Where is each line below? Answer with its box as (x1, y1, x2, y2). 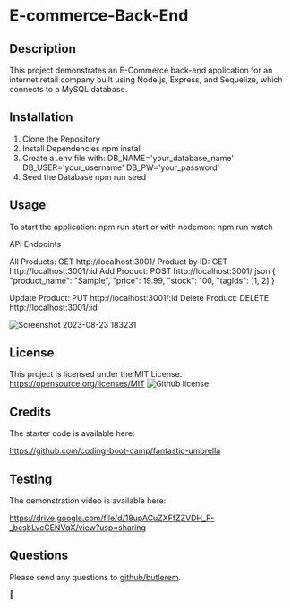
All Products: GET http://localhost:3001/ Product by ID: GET (9, 256, 228, 267)
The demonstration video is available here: (9, 495, 167, 506)
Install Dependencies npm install (21, 142, 142, 153)
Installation (9, 109, 73, 125)
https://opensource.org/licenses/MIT (9, 378, 145, 390)
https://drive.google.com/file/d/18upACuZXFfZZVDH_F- (9, 512, 215, 524)
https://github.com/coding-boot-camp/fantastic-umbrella (9, 445, 221, 457)
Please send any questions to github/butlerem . (9, 571, 182, 582)
